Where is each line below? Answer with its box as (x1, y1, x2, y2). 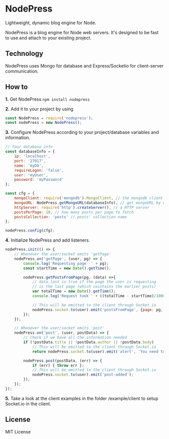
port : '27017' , (14, 158, 46, 164)
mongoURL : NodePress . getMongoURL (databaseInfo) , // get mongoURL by (14, 200, 161, 205)
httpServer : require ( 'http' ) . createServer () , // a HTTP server (14, 205, 150, 210)
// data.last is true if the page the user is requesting (32, 279, 156, 284)
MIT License (5, 428, 31, 434)
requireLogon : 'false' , (14, 168, 64, 173)
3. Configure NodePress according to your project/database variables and (5, 129, 159, 135)
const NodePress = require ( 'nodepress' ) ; (5, 115, 94, 121)
